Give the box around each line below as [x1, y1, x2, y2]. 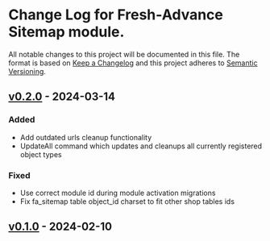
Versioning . [8, 66, 47, 76]
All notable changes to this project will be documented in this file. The [8, 49, 240, 59]
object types [19, 149, 62, 159]
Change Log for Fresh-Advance [8, 6, 224, 24]
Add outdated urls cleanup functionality [19, 132, 152, 142]
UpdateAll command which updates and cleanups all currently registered [19, 141, 263, 151]
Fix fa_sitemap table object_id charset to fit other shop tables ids [19, 196, 235, 206]
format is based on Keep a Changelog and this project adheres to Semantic [8, 58, 258, 68]
